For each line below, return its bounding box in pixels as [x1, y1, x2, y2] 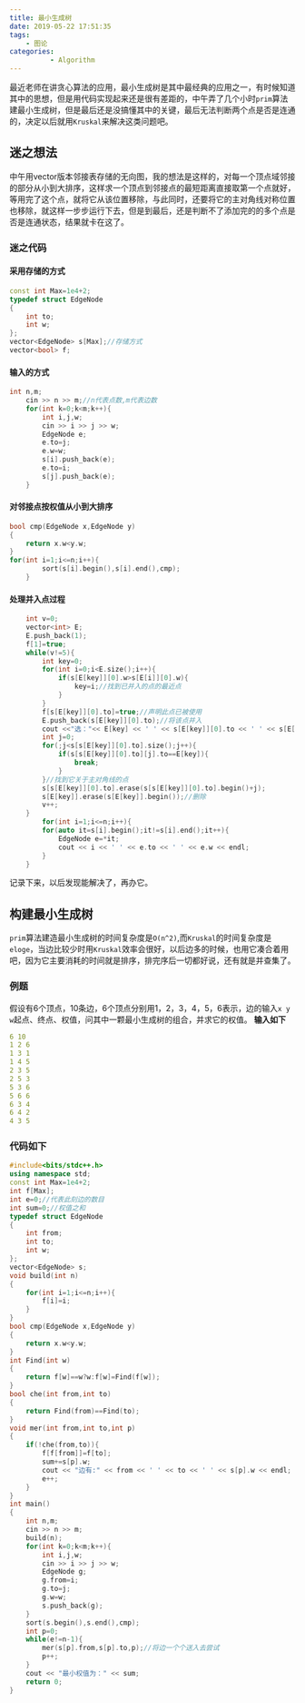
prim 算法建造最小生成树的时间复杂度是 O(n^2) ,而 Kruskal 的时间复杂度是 [9, 932, 272, 943]
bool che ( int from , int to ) [9, 1390, 112, 1399]
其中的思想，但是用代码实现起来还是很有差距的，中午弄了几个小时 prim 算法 [9, 93, 289, 104]
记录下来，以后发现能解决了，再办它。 [9, 877, 152, 888]
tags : [9, 30, 30, 39]
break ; [74, 758, 100, 767]
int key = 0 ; [42, 656, 84, 665]
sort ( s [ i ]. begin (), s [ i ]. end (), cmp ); [42, 564, 181, 573]
